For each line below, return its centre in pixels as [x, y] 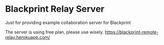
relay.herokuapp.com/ [28, 37]
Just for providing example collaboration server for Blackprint [68, 22]
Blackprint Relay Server [55, 9]
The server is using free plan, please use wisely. [55, 32]
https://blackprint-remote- [132, 32]
